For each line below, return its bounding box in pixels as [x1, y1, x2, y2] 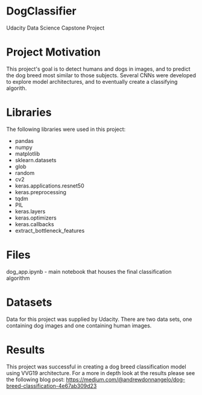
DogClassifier [6, 4, 77, 18]
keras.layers [14, 207, 46, 215]
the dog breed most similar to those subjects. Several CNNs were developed [6, 71, 197, 79]
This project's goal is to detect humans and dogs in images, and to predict [6, 65, 191, 72]
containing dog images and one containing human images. [6, 321, 152, 329]
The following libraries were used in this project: [6, 125, 126, 133]
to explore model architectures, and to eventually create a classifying [6, 78, 178, 85]
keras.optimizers [14, 214, 57, 221]
